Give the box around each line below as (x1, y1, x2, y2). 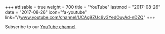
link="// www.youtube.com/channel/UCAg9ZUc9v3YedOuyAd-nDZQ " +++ (5, 15, 156, 20)
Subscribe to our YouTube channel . (5, 24, 77, 30)
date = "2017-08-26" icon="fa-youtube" (5, 9, 87, 15)
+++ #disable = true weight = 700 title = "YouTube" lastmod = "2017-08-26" (5, 4, 161, 10)
